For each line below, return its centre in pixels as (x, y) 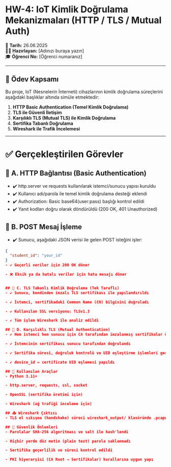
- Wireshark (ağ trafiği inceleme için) (49, 404)
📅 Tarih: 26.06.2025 (26, 45)
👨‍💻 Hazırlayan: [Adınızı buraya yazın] (45, 51)
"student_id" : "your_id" (36, 256)
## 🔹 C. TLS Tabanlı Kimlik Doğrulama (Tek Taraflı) (62, 288)
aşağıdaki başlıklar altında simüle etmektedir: (52, 97)
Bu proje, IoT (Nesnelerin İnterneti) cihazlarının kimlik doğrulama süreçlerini (84, 92)
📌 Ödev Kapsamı (32, 80)
